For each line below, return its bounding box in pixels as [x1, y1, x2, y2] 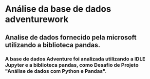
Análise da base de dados [5, 3, 111, 15]
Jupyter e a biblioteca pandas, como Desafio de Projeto [5, 61, 139, 68]
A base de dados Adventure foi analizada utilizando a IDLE [5, 55, 146, 62]
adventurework [5, 14, 69, 25]
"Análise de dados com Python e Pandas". [5, 67, 107, 74]
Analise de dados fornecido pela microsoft [5, 33, 137, 41]
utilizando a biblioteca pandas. [5, 40, 101, 49]
